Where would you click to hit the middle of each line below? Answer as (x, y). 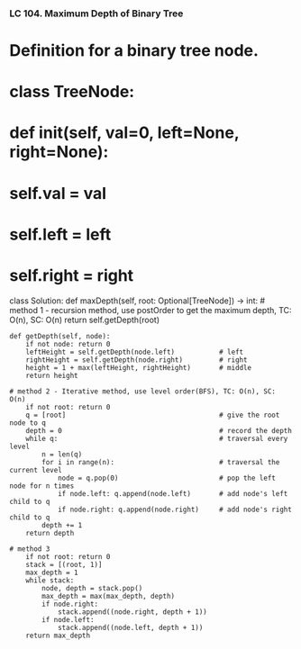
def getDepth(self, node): (60, 336)
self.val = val (58, 193)
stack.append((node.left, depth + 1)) (130, 627)
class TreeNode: (72, 92)
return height (52, 375)
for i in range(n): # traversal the (161, 462)
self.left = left (60, 234)
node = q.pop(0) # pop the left (167, 478)
